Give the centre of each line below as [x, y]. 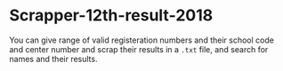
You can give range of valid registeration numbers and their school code [141, 40]
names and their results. [53, 59]
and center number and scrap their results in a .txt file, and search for [139, 49]
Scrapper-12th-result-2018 [111, 16]
